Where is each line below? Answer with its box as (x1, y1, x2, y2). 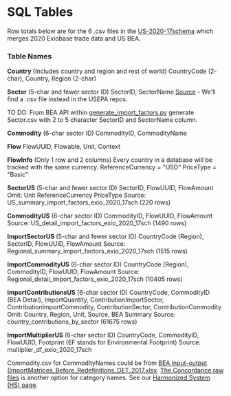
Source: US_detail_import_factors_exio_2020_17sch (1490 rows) (7, 219, 187, 227)
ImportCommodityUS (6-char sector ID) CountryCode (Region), (7, 260, 189, 269)
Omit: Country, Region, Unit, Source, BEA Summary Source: (7, 311, 176, 319)
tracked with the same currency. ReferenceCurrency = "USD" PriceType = (7, 163, 217, 171)
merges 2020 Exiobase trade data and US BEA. (7, 34, 141, 42)
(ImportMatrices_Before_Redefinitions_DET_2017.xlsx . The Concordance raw (7, 366, 224, 375)
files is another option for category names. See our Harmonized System (7, 373, 211, 382)
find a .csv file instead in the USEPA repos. (7, 95, 129, 103)
